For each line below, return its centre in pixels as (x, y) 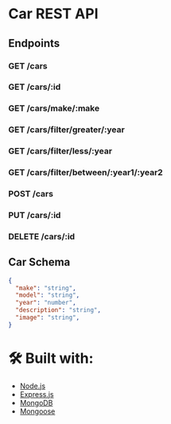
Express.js (37, 394)
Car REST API (53, 14)
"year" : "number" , (46, 303)
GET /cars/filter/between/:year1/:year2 (85, 173)
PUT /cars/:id (35, 215)
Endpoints (34, 43)
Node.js (33, 386)
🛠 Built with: (51, 358)
